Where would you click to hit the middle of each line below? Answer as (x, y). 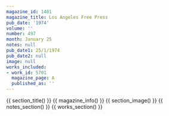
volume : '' (20, 28)
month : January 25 (29, 39)
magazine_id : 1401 (29, 12)
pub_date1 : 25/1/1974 (33, 51)
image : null (21, 61)
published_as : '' (33, 84)
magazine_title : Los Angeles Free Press (57, 17)
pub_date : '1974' (28, 23)
